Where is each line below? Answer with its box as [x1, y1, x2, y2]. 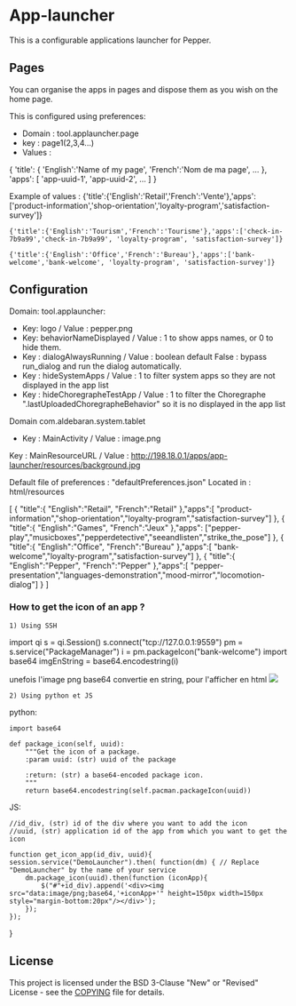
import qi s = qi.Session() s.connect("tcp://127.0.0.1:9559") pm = [9, 636, 244, 647]
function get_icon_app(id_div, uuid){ [9, 850, 152, 858]
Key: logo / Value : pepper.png [21, 323, 133, 333]
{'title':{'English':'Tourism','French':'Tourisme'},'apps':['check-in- [9, 227, 284, 236]
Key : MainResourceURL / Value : [9, 450, 129, 460]
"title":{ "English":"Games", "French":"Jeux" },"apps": [9, 522, 204, 533]
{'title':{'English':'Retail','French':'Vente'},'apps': [82, 190, 257, 201]
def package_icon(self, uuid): [9, 739, 125, 748]
